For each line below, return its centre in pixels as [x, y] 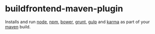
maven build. [18, 26]
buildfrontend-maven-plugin [64, 9]
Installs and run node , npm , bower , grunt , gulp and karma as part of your [77, 22]
